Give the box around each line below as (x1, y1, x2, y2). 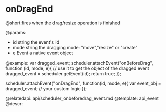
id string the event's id (12, 39, 60, 45)
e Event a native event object (12, 50, 73, 56)
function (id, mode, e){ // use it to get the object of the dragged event (5, 65, 149, 71)
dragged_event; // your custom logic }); (5, 85, 87, 91)
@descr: (5, 100, 23, 106)
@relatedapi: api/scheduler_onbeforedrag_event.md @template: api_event (5, 95, 159, 101)
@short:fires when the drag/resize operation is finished (5, 20, 120, 26)
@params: (5, 29, 27, 35)
